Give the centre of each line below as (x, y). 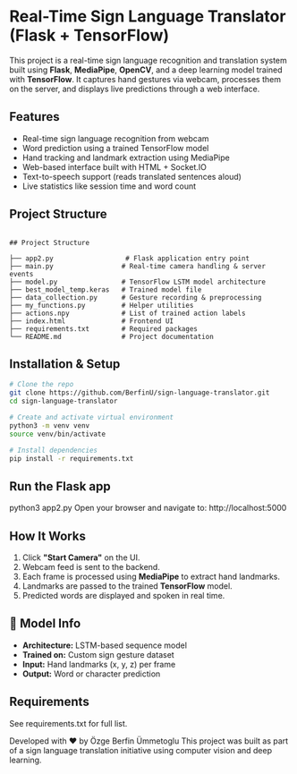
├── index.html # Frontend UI (92, 321)
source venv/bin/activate (57, 434)
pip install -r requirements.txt (72, 458)
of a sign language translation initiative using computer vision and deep (141, 750)
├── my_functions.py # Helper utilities (102, 305)
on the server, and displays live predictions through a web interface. (135, 89)
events (21, 274)
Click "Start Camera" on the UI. (81, 557)
